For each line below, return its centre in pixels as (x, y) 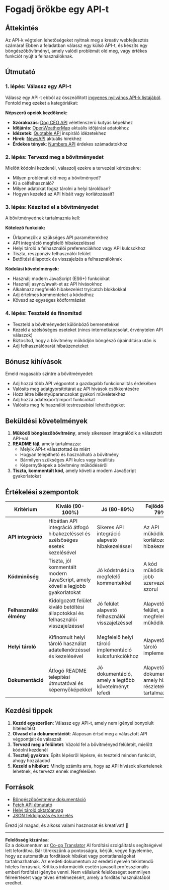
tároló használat (67, 644)
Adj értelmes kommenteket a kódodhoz (53, 295)
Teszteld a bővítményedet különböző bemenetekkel (66, 324)
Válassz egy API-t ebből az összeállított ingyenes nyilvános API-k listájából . (83, 98)
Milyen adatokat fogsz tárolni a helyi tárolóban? (61, 189)
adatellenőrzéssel (69, 650)
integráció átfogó (69, 528)
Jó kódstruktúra (115, 571)
